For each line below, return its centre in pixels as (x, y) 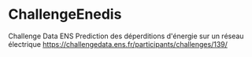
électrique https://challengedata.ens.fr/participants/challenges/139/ (118, 44)
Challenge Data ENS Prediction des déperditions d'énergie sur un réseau (126, 36)
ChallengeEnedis (65, 14)
